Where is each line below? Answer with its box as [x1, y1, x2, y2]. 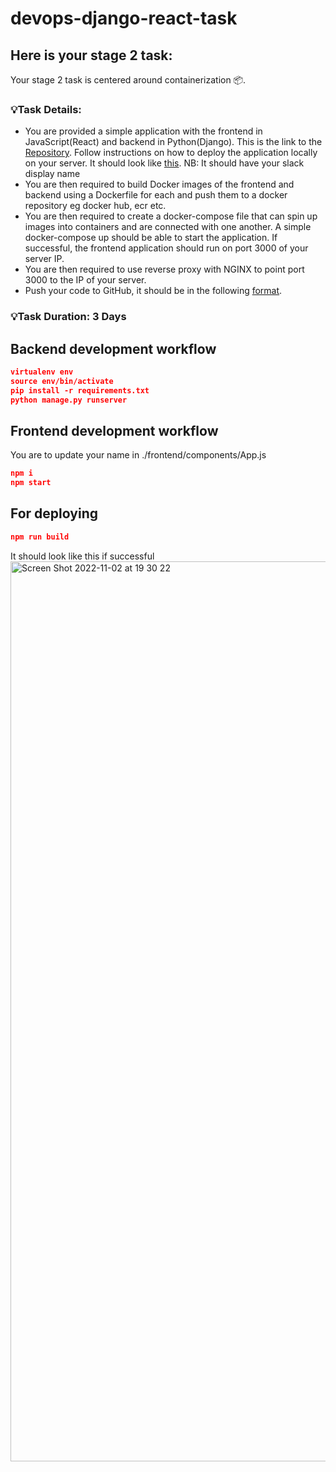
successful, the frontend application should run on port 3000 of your [24, 242, 309, 254]
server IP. [24, 253, 65, 265]
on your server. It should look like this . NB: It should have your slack [24, 157, 305, 169]
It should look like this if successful [10, 550, 155, 562]
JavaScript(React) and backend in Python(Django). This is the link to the [24, 136, 323, 148]
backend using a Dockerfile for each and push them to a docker [24, 189, 288, 201]
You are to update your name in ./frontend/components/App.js [10, 449, 267, 461]
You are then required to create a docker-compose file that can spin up [24, 210, 318, 222]
